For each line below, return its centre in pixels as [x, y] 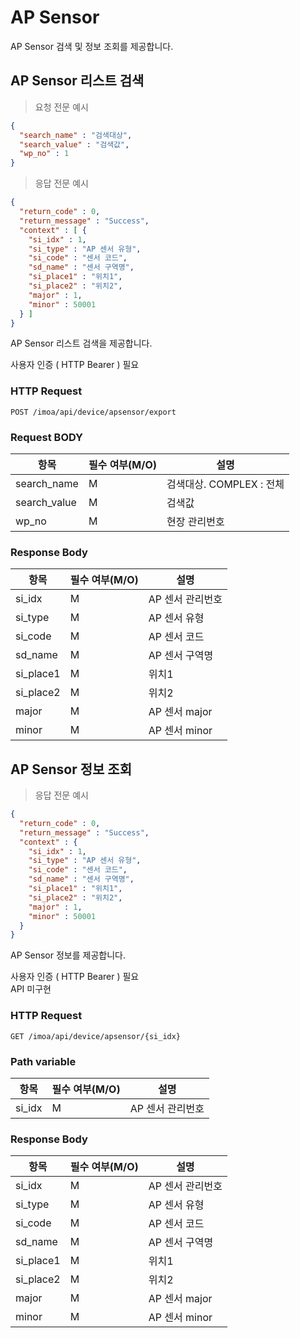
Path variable [43, 1061]
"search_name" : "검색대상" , [76, 135]
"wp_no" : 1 [44, 154]
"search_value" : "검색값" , [74, 144]
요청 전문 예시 [61, 107]
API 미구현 [31, 989]
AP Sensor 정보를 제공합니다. [68, 955]
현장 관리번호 [195, 521]
